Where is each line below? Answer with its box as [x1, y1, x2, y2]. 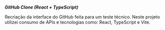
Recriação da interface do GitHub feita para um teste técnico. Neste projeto [4, 14, 160, 19]
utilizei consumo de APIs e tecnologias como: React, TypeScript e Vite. [4, 19, 150, 25]
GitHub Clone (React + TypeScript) [4, 4, 78, 10]
